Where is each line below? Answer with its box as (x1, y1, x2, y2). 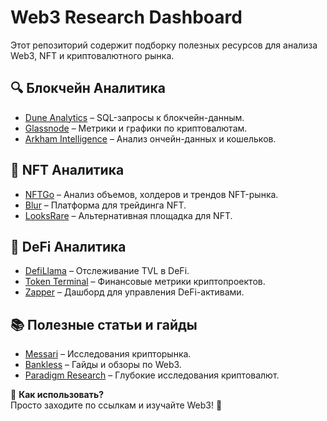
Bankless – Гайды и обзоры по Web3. (24, 359, 182, 371)
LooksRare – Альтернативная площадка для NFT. (24, 209, 233, 221)
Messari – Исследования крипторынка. (24, 348, 192, 360)
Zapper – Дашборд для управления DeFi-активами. (24, 286, 245, 298)
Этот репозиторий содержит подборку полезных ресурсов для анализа (10, 39, 318, 51)
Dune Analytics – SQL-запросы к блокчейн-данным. (24, 111, 245, 123)
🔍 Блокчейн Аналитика (10, 80, 166, 97)
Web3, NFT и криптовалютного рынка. (10, 49, 175, 61)
